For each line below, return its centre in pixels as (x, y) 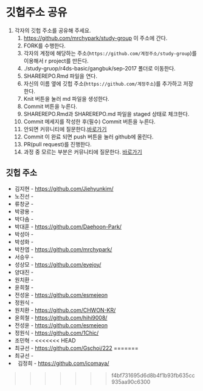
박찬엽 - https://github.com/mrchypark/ (63, 249)
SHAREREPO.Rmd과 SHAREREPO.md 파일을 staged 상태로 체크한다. (106, 114)
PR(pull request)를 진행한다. (57, 144)
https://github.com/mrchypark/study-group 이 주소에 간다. (95, 38)
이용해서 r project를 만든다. (56, 61)
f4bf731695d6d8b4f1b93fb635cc (153, 375)
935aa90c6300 (131, 382)
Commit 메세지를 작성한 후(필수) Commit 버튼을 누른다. (89, 121)
